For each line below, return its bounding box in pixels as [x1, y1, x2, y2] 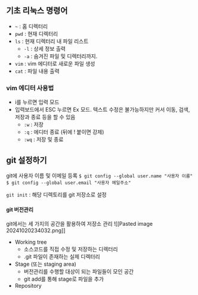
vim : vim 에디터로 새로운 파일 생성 [14, 60, 95, 67]
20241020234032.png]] [6, 227, 66, 234]
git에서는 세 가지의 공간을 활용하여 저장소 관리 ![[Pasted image [6, 220, 153, 228]
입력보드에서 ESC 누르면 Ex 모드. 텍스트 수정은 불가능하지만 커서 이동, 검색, [14, 106, 190, 113]
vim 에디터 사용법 [6, 84, 54, 92]
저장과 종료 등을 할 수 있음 [14, 113, 76, 121]
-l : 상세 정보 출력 [23, 45, 66, 52]
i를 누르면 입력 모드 [14, 99, 60, 106]
